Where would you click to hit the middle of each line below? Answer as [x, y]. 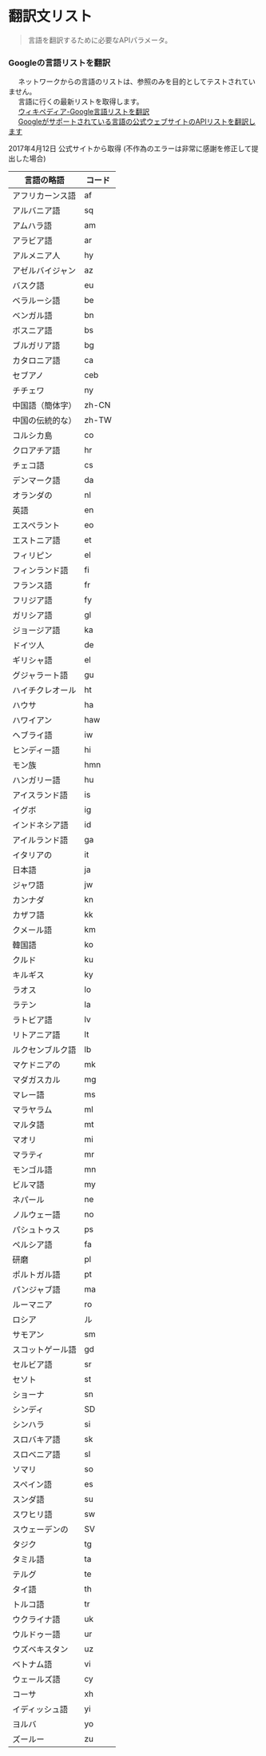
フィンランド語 [40, 571]
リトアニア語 [36, 1035]
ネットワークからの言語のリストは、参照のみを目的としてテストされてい [137, 82]
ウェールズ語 [37, 1679]
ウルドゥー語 [37, 1635]
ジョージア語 [36, 631]
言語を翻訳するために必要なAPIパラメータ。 [100, 40]
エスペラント [36, 526]
